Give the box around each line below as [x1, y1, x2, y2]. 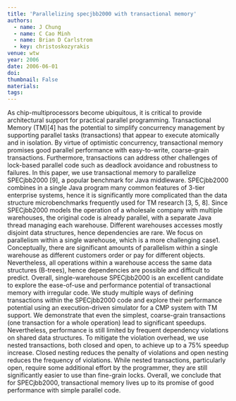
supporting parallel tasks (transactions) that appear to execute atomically [7, 131, 220, 140]
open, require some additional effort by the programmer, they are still [7, 364, 208, 372]
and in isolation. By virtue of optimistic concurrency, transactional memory [7, 138, 223, 147]
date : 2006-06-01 [7, 63, 58, 70]
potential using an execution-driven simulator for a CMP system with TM [7, 304, 218, 312]
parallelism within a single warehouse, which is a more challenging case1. [7, 236, 221, 244]
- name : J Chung [13, 23, 61, 30]
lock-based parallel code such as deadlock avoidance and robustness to [7, 161, 218, 169]
